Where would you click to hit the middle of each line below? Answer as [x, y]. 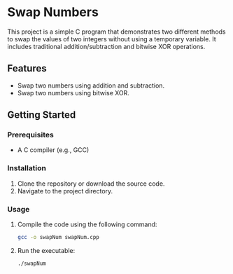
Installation [27, 168]
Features [27, 68]
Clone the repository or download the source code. [91, 184]
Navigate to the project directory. [65, 191]
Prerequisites [30, 135]
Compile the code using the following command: [87, 224]
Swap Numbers [53, 12]
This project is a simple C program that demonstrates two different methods [116, 32]
